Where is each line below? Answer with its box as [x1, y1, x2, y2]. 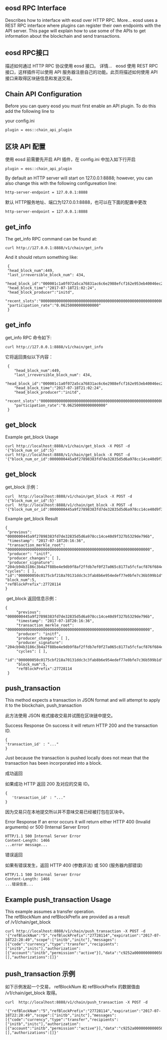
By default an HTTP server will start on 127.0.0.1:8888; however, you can [5, 175, 153, 181]
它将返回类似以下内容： [5, 354, 53, 360]
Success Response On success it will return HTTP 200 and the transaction [5, 722, 158, 728]
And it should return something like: [5, 254, 78, 260]
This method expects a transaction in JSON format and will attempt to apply [5, 697, 161, 703]
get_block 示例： [5, 484, 40, 490]
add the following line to [5, 108, 55, 114]
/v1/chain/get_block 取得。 [5, 990, 60, 996]
